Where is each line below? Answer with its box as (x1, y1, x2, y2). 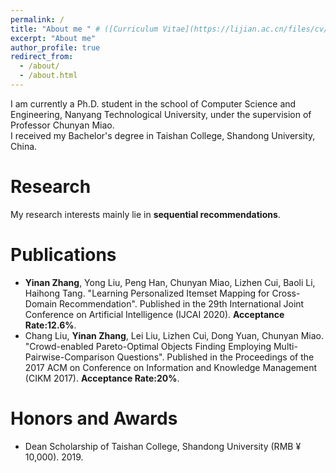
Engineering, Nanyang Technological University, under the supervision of (10, 108, 312, 120)
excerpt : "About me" (10, 33, 97, 43)
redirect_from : (10, 52, 74, 62)
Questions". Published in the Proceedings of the (116, 351, 315, 363)
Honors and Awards (10, 407, 178, 430)
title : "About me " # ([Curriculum (10, 24, 159, 34)
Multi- (273, 340, 298, 352)
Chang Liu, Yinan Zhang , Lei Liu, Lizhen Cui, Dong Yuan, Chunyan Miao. (24, 329, 324, 341)
